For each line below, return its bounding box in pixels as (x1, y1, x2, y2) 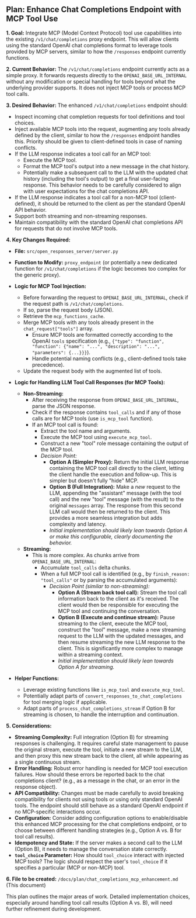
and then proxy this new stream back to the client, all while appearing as (14, 752, 189, 759)
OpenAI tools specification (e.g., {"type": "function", (32, 337, 164, 344)
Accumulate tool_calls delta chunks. (40, 564, 131, 571)
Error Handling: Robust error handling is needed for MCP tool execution (14, 764, 188, 771)
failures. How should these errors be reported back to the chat (14, 771, 165, 778)
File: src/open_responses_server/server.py (14, 247, 118, 254)
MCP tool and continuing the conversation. (58, 608, 161, 615)
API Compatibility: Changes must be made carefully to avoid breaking (14, 789, 184, 796)
